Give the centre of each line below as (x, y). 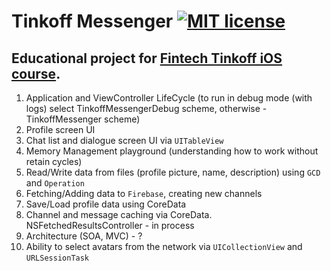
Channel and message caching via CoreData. (119, 214)
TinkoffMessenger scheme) (83, 119)
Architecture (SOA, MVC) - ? (84, 236)
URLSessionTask (57, 258)
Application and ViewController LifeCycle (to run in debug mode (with (169, 98)
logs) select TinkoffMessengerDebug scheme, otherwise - (146, 108)
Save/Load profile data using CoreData (106, 204)
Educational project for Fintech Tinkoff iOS (147, 58)
